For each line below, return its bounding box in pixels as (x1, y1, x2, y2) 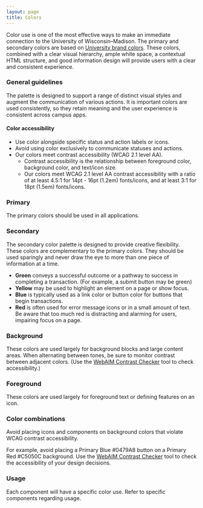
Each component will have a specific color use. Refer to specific (6, 488, 166, 495)
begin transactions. (14, 297, 63, 305)
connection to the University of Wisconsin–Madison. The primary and (6, 37, 179, 45)
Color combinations (6, 414, 65, 423)
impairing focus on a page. (14, 316, 82, 323)
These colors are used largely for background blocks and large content (6, 345, 183, 352)
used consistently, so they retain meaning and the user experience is (6, 104, 178, 112)
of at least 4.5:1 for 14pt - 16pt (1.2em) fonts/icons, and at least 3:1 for (24, 177, 197, 184)
